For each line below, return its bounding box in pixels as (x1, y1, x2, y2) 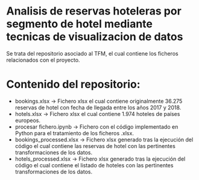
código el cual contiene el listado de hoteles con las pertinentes (14, 161, 174, 169)
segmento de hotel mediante (6, 17, 153, 31)
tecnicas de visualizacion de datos (6, 30, 183, 43)
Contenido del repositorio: (6, 77, 141, 91)
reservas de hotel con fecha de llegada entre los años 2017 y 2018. (14, 104, 182, 111)
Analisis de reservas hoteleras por (6, 4, 182, 18)
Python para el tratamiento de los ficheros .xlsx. (14, 129, 134, 137)
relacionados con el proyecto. (6, 56, 80, 63)
